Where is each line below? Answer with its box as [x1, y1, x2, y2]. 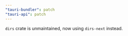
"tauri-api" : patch [5, 12, 46, 17]
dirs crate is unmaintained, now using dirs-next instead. [5, 25, 123, 31]
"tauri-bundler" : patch [5, 7, 55, 12]
